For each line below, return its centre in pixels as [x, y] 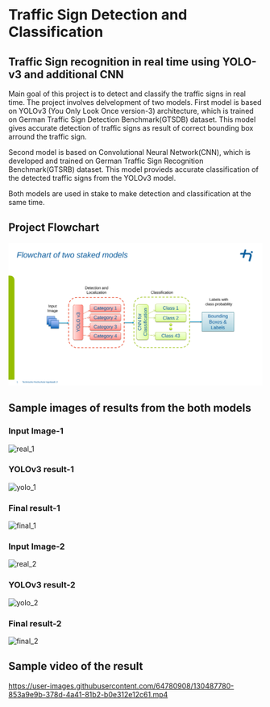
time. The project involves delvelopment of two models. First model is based [135, 102]
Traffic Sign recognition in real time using [114, 62]
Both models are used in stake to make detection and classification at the [130, 194]
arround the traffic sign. [48, 136]
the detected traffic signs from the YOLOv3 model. [92, 178]
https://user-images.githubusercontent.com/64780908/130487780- [121, 686]
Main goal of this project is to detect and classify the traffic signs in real [127, 94]
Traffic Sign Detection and [98, 15]
